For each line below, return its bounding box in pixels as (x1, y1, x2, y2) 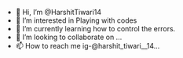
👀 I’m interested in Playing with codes (15, 16, 137, 25)
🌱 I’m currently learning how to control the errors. (15, 24, 176, 33)
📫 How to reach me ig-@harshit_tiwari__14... (15, 42, 160, 50)
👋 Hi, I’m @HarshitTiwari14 (15, 8, 102, 16)
